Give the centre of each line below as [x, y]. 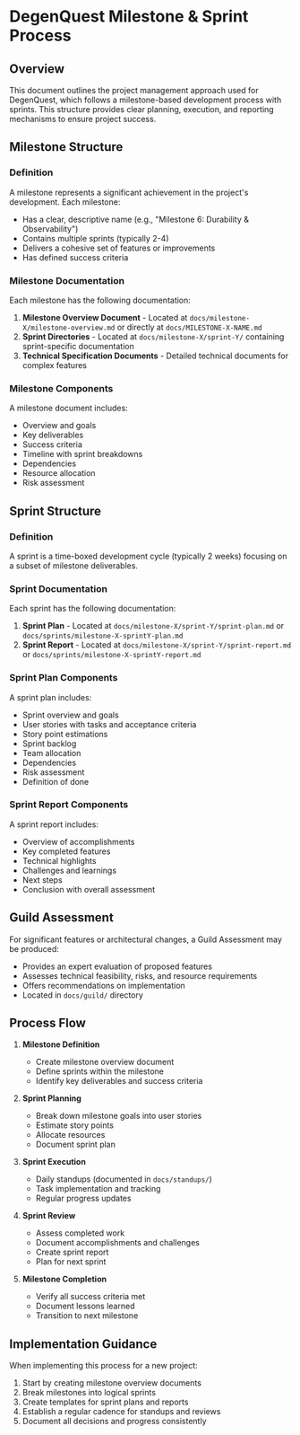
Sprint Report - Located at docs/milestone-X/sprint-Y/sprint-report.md [157, 645]
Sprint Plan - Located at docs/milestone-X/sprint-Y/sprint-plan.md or [153, 626]
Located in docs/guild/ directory [82, 995]
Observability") [50, 229]
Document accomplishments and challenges [117, 1243]
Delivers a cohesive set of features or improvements [119, 248]
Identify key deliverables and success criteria [119, 1081]
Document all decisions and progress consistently [115, 1422]
